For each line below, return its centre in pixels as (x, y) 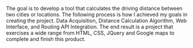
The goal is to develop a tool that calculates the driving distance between (94, 8)
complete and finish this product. (46, 39)
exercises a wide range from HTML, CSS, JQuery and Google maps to (90, 33)
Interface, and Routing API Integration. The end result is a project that (90, 27)
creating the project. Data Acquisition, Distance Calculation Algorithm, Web (96, 21)
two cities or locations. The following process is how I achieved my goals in (97, 14)
